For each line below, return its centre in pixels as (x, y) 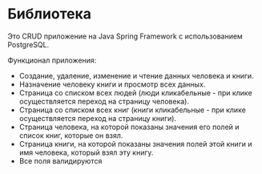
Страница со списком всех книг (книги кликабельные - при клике (132, 110)
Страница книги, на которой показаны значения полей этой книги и (135, 144)
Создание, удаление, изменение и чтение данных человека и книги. (136, 75)
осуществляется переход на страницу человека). (104, 101)
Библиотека (49, 14)
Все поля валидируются (60, 160)
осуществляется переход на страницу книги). (98, 118)
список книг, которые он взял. (71, 135)
